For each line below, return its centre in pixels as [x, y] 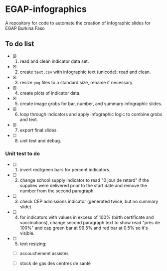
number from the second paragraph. [57, 191]
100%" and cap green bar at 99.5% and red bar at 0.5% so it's [84, 228]
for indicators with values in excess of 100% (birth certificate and [87, 217]
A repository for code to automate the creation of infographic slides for [78, 23]
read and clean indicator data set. [54, 61]
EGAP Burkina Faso [25, 28]
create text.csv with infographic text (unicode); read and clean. [85, 72]
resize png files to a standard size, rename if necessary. [77, 82]
